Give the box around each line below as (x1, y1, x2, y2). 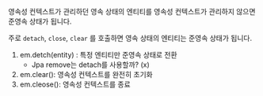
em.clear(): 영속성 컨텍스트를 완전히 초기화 (19, 70, 153, 79)
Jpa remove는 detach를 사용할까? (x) (31, 60, 151, 69)
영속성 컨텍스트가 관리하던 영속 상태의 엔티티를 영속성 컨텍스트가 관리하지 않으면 (8, 7, 256, 16)
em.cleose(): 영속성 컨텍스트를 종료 (19, 79, 131, 89)
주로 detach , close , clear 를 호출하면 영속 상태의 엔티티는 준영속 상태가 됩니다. (8, 34, 252, 42)
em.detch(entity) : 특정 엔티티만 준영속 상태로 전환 (19, 50, 177, 59)
